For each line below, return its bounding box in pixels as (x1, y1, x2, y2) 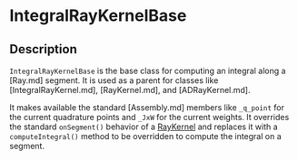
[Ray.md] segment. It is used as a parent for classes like (9, 75, 219, 86)
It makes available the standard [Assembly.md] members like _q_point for (9, 102, 284, 113)
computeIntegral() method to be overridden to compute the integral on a (9, 131, 282, 141)
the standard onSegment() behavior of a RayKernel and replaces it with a (9, 121, 279, 132)
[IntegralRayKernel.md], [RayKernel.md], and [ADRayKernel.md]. (9, 85, 251, 95)
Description (9, 42, 77, 57)
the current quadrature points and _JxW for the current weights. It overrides (9, 112, 290, 122)
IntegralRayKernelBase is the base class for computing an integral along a (9, 65, 286, 76)
